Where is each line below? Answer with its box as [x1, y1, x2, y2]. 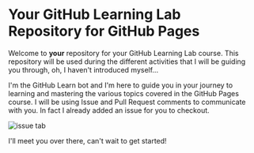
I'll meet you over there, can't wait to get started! [8, 136, 168, 145]
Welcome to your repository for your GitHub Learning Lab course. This [8, 48, 239, 58]
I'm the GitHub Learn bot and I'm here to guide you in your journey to [8, 80, 233, 90]
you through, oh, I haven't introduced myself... [8, 65, 159, 74]
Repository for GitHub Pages [8, 22, 200, 40]
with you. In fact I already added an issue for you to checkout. [8, 105, 210, 115]
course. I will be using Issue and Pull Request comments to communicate [8, 97, 246, 106]
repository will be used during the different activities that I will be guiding [8, 57, 246, 66]
